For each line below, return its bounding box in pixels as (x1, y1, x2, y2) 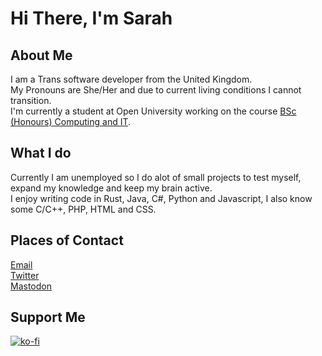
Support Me (10, 309, 86, 326)
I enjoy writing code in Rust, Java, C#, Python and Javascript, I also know (10, 192, 313, 204)
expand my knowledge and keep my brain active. (10, 182, 213, 194)
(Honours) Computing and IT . (10, 116, 132, 127)
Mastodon (10, 280, 52, 292)
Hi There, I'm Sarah (10, 7, 173, 30)
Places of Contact (10, 232, 124, 249)
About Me (10, 47, 73, 64)
